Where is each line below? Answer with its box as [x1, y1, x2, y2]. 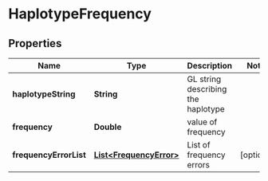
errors [187, 159, 210, 170]
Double [93, 121, 122, 132]
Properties [8, 37, 62, 50]
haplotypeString [12, 89, 76, 100]
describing [187, 84, 227, 94]
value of [187, 116, 218, 128]
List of [187, 140, 211, 150]
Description [187, 61, 233, 71]
